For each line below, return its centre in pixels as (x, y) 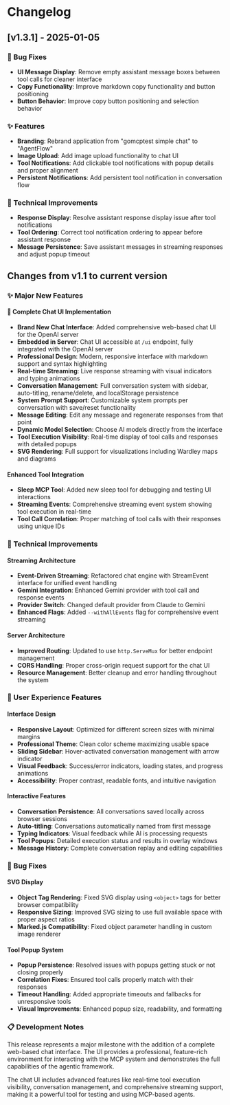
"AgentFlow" (35, 149)
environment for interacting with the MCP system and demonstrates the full (114, 1059)
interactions (34, 497)
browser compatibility (48, 904)
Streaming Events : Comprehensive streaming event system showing (114, 504)
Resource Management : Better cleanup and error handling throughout (117, 672)
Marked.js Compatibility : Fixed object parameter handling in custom (114, 926)
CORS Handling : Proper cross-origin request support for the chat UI (113, 665)
